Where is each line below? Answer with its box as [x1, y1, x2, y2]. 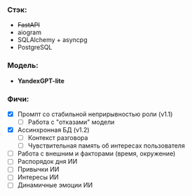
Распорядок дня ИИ [17, 157, 78, 166]
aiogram [17, 28, 42, 36]
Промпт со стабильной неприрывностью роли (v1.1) [17, 110, 173, 118]
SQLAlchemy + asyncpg [17, 36, 88, 44]
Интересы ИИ [17, 173, 60, 181]
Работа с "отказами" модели [27, 118, 115, 126]
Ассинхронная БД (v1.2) [17, 126, 90, 134]
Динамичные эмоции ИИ [17, 181, 93, 190]
